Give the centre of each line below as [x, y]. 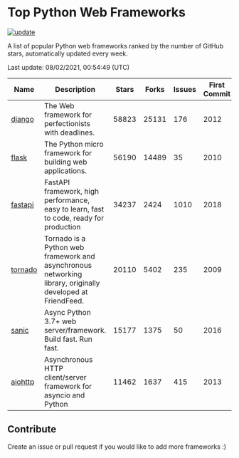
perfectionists [67, 123]
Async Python [67, 312]
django [22, 119]
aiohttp [23, 382]
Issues [185, 89]
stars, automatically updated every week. [68, 53]
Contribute [32, 429]
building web [65, 162]
